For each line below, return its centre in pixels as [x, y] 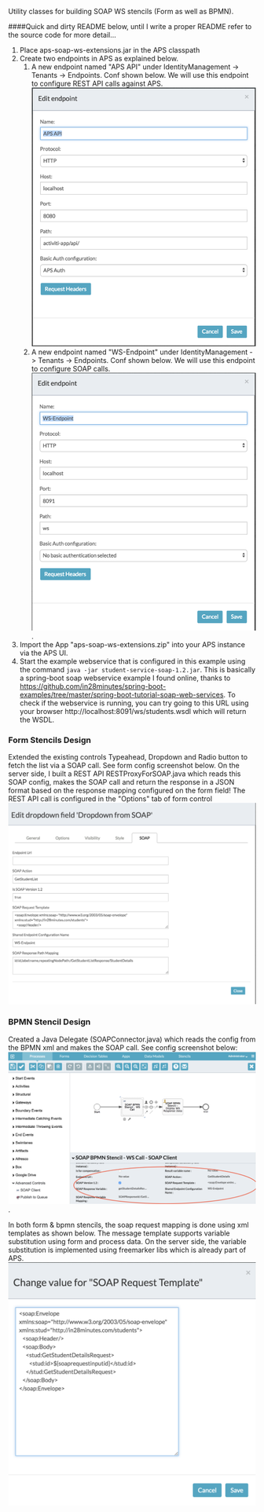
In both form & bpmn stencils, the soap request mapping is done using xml [128, 1225]
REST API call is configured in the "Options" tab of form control [110, 799]
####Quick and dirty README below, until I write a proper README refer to [130, 26]
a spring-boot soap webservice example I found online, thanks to [125, 678]
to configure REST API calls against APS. [97, 83]
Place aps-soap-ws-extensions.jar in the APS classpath [110, 50]
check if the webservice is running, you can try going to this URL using [134, 703]
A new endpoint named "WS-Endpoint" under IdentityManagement [139, 352]
